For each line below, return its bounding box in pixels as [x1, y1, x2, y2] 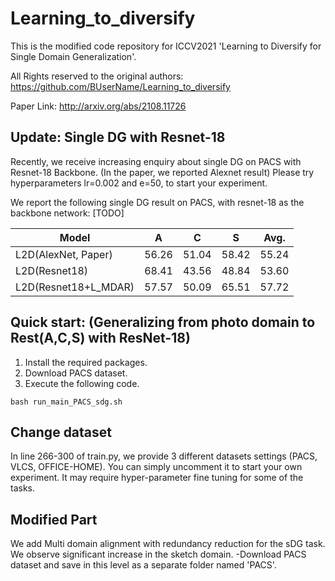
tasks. [10, 482, 36, 494]
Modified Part [10, 511, 98, 528]
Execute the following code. [24, 377, 140, 389]
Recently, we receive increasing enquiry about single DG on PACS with [10, 155, 302, 167]
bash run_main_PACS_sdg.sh [10, 397, 123, 407]
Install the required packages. [24, 356, 148, 368]
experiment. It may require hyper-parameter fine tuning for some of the [10, 472, 304, 484]
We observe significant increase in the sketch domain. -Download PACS [10, 548, 307, 561]
